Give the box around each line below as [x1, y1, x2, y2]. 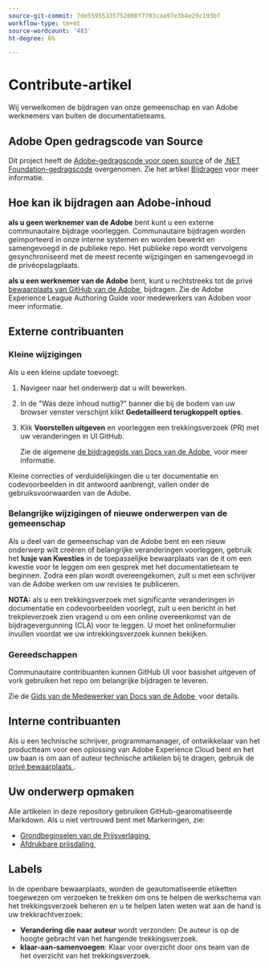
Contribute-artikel [8, 76, 132, 94]
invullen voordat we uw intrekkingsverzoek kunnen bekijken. [8, 628, 209, 638]
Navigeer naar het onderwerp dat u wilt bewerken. [19, 383, 187, 393]
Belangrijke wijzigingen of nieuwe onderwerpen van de [8, 508, 227, 519]
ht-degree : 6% [8, 34, 56, 43]
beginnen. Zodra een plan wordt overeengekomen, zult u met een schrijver [8, 571, 256, 580]
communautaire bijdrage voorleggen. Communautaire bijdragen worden [8, 226, 246, 236]
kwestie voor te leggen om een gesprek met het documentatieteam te [8, 562, 239, 571]
